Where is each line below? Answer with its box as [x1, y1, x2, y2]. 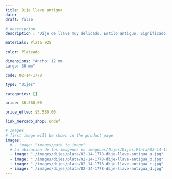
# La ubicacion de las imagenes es [10, 147, 86, 152]
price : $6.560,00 [5, 100, 42, 105]
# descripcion [5, 26, 36, 31]
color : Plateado [5, 50, 40, 55]
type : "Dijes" [5, 82, 36, 87]
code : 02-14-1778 [5, 73, 42, 78]
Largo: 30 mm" [5, 63, 36, 69]
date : [5, 12, 17, 17]
